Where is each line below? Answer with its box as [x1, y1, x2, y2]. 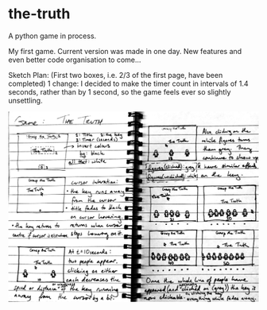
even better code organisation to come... [8, 55, 141, 64]
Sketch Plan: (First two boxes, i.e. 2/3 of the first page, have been [8, 70, 223, 79]
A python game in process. [8, 31, 97, 41]
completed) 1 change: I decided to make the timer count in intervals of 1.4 [8, 79, 249, 88]
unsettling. [8, 95, 43, 105]
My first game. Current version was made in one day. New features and [8, 46, 242, 56]
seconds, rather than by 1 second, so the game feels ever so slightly [8, 87, 231, 96]
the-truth [8, 5, 71, 23]
